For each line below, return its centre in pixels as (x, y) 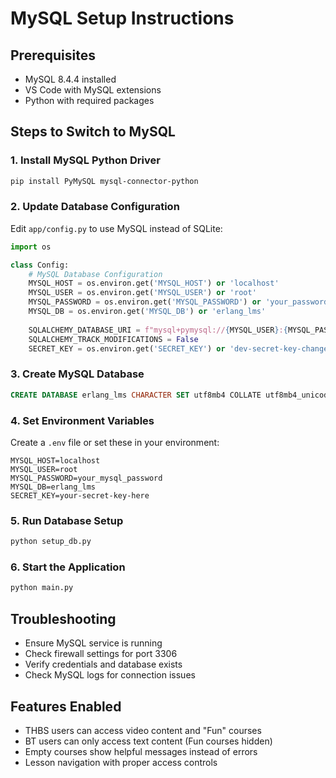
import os (31, 247)
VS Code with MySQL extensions (93, 90)
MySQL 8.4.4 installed (70, 79)
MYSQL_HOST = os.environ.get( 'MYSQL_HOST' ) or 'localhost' (154, 283)
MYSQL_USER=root (44, 469)
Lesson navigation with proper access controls (121, 762)
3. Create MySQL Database (77, 374)
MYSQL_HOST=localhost (55, 460)
